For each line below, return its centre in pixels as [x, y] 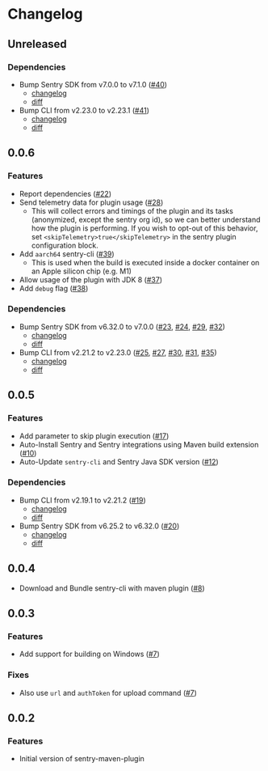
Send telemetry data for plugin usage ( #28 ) [91, 202]
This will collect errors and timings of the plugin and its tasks [132, 210]
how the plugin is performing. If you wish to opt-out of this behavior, [144, 228]
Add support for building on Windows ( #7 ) [90, 654]
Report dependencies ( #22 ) [65, 193]
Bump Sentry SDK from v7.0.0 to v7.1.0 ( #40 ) [93, 84]
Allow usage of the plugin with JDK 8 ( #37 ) [91, 279]
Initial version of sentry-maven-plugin [82, 759]
